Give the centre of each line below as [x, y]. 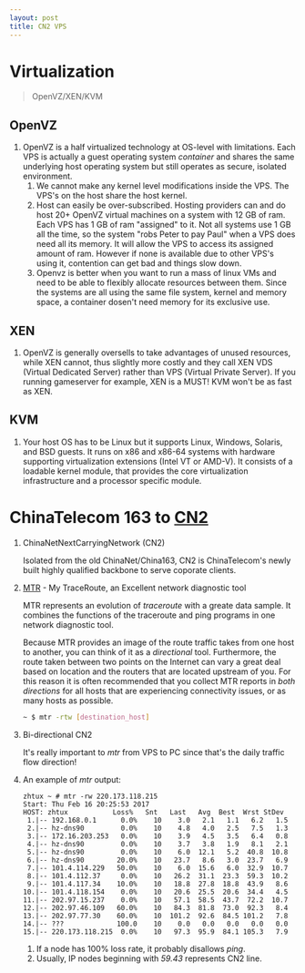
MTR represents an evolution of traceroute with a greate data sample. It [157, 605]
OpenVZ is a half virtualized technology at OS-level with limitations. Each [159, 148]
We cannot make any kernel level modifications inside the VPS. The [163, 186]
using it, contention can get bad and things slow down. [139, 263]
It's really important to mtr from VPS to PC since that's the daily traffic [153, 752]
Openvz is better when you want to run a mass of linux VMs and [156, 273]
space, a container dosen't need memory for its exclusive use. [153, 302]
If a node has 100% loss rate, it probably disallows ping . [141, 948]
